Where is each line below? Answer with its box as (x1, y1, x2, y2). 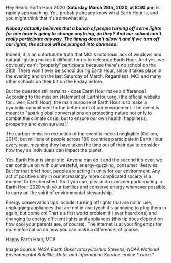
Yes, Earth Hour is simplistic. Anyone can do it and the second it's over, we (6, 157, 162, 163)
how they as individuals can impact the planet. (6, 147, 103, 153)
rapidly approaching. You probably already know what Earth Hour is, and (6, 10, 158, 16)
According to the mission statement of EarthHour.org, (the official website (6, 94, 160, 100)
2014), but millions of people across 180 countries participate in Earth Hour (6, 136, 163, 142)
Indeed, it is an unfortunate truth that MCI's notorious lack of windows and (6, 51, 162, 57)
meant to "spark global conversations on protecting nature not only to (6, 110, 152, 116)
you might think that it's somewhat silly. (6, 15, 89, 21)
